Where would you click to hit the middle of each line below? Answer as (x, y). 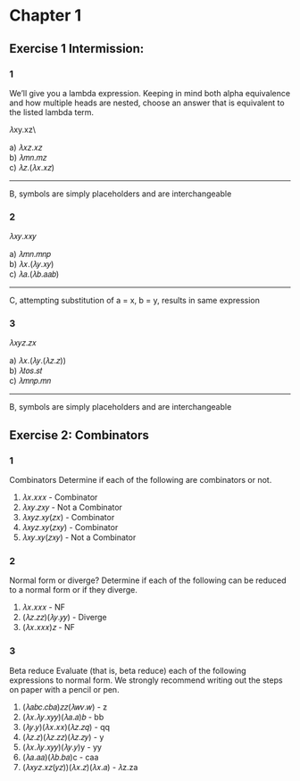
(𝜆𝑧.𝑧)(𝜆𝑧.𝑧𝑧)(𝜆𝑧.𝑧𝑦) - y (63, 736)
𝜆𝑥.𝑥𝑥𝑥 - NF (43, 607)
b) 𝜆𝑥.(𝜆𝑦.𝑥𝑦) (32, 264)
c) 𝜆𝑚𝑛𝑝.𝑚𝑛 (30, 381)
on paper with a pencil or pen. (64, 689)
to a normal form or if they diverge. (74, 590)
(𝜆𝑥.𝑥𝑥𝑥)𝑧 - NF (49, 627)
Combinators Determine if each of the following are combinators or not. (141, 480)
